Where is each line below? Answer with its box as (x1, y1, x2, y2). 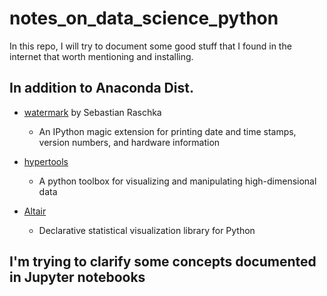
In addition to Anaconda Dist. (9, 80, 194, 97)
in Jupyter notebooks (9, 269, 146, 286)
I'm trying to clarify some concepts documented (9, 253, 317, 271)
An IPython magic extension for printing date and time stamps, (38, 125, 297, 137)
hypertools (23, 155, 69, 167)
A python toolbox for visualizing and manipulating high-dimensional (38, 175, 317, 187)
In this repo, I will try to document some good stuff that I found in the (9, 40, 292, 52)
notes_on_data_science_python (9, 7, 279, 30)
